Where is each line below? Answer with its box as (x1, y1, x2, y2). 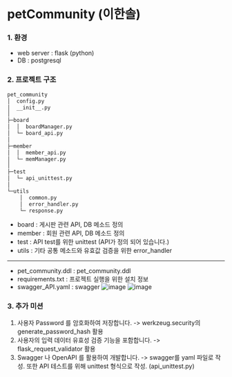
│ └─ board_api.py (7, 130, 64, 137)
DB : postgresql (17, 56, 61, 64)
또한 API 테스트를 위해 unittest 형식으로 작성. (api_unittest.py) (26, 362, 195, 370)
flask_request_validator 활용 (17, 344, 96, 353)
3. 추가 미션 (7, 301, 43, 311)
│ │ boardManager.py (7, 123, 72, 130)
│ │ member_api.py (7, 149, 67, 156)
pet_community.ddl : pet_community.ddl (17, 267, 131, 275)
